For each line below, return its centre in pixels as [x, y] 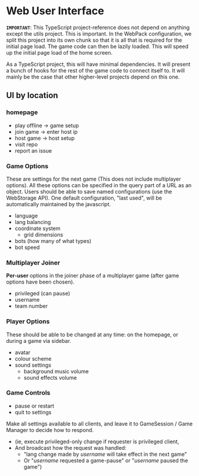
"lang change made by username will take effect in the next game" [105, 454]
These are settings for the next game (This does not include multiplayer [94, 179]
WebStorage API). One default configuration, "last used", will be [84, 198]
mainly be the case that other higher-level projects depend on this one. [93, 77]
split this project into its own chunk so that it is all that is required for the [94, 40]
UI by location [32, 95]
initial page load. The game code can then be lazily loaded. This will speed [97, 46]
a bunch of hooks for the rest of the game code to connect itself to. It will [96, 70]
